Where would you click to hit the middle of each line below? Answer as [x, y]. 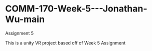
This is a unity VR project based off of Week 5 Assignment [65, 42]
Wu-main [25, 19]
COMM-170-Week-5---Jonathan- [76, 9]
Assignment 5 [20, 33]
